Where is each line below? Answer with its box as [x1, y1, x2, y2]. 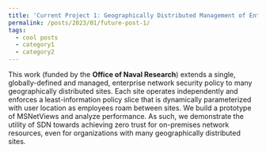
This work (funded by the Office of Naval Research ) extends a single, [8, 70, 236, 79]
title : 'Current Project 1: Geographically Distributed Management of [8, 11, 246, 20]
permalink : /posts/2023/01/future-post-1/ [8, 19, 150, 27]
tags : [8, 26, 26, 34]
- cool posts [15, 33, 59, 42]
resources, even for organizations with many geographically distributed [8, 128, 241, 138]
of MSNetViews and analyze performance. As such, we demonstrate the [8, 112, 244, 120]
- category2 [15, 48, 55, 56]
